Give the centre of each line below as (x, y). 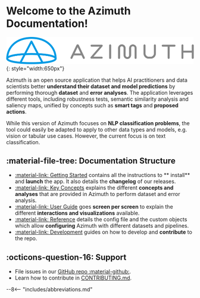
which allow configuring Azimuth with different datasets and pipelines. (102, 226)
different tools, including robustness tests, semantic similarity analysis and (97, 99)
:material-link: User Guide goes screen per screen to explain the (94, 207)
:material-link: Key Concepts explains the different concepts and (94, 188)
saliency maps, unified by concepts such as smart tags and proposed (92, 105)
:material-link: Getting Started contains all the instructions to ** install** (102, 175)
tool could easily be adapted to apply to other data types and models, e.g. (97, 129)
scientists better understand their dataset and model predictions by (91, 86)
